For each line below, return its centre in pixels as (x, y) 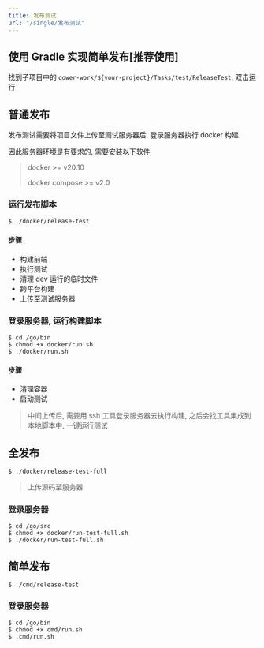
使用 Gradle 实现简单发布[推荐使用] (93, 56)
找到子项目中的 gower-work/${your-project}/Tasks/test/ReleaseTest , (121, 77)
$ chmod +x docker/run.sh (50, 344)
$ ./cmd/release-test (44, 585)
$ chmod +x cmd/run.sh (45, 630)
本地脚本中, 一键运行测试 (67, 425)
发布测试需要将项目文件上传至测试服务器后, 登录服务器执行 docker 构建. (125, 135)
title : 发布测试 (32, 15)
